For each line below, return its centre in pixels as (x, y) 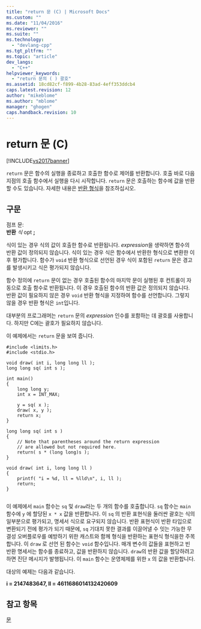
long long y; (33, 389)
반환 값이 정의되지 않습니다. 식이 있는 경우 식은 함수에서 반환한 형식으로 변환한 (97, 252)
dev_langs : (20, 62)
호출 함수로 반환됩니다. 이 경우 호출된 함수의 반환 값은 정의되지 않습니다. (106, 288)
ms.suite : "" (22, 34)
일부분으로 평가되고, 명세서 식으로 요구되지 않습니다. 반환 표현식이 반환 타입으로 (99, 521)
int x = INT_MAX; (39, 395)
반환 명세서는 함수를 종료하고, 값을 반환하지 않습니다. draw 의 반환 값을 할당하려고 (100, 552)
